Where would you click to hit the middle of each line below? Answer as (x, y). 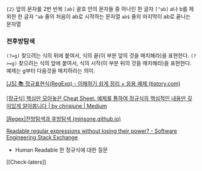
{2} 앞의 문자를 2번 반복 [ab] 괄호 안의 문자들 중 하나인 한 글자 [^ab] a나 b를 (97, 9)
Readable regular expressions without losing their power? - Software (92, 131)
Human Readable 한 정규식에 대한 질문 (61, 150)
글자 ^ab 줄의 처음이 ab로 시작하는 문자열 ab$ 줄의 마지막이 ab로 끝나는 (107, 16)
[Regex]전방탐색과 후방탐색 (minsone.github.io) (64, 119)
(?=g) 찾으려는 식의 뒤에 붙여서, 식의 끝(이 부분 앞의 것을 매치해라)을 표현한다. (98, 56)
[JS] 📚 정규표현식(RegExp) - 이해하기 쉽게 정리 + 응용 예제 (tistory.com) (93, 84)
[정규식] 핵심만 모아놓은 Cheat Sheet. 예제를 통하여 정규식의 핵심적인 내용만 (96, 98)
